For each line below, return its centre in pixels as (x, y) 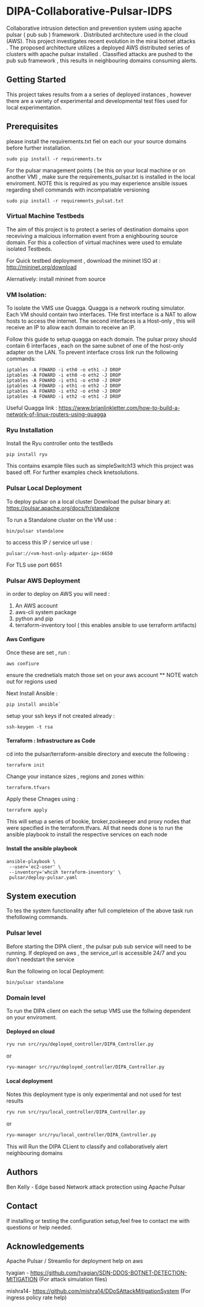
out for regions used (32, 682)
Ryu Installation (30, 430)
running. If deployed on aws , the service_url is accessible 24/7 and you (97, 953)
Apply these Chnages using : (43, 799)
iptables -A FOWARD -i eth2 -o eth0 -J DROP (64, 392)
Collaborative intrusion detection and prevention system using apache (94, 28)
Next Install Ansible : (32, 693)
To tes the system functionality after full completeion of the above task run (100, 911)
